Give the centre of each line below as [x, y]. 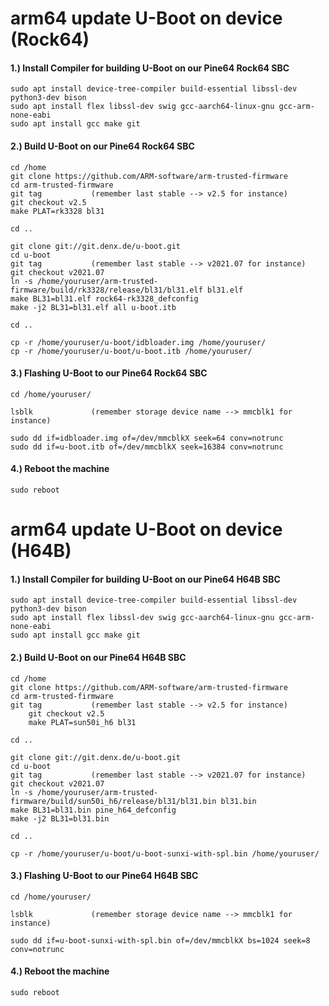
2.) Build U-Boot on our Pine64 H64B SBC [98, 657]
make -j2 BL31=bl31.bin [60, 818]
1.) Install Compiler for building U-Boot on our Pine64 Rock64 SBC [150, 68]
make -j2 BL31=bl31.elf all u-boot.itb [93, 307]
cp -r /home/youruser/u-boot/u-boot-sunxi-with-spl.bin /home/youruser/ [165, 853]
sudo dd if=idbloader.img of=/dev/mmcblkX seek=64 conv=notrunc [147, 438]
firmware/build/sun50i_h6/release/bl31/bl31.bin [113, 801]
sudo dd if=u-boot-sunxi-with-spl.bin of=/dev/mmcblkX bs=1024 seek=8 [160, 940]
